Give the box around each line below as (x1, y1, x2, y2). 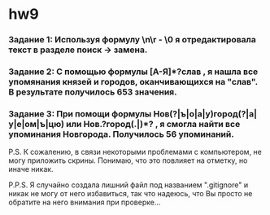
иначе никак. (8, 165, 54, 174)
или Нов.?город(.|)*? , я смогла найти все (66, 118, 241, 129)
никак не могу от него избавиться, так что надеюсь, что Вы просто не (8, 189, 253, 199)
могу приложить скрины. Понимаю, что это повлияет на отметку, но (8, 156, 248, 165)
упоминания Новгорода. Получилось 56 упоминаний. (8, 128, 234, 139)
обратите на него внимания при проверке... (8, 197, 161, 208)
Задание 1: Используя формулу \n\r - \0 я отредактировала (8, 34, 256, 46)
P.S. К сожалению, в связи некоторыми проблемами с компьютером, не (8, 147, 263, 157)
